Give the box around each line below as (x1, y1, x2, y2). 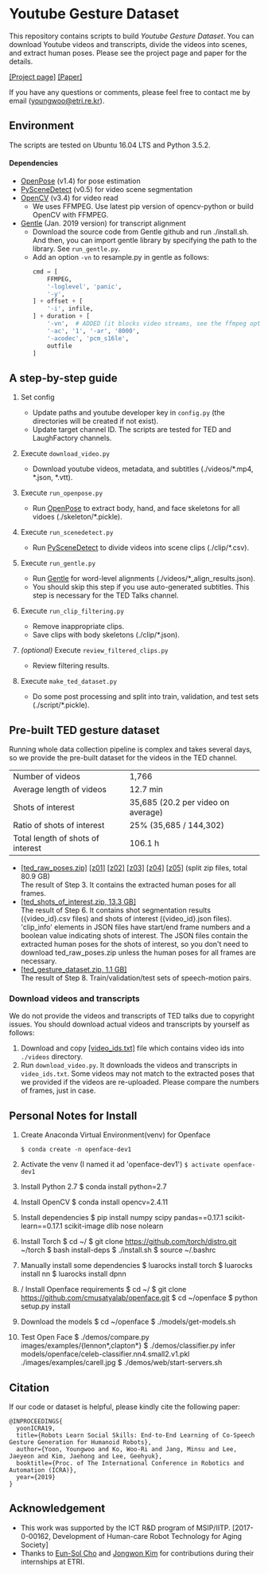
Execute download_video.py (20, 449, 111, 458)
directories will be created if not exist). (32, 416, 159, 426)
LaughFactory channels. (32, 434, 112, 443)
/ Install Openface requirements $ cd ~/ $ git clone (20, 1285, 187, 1294)
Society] (20, 1540, 49, 1549)
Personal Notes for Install (9, 1109, 138, 1122)
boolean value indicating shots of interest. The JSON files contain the (20, 931, 249, 940)
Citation (9, 1380, 50, 1395)
